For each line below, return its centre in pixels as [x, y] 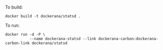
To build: [14, 7]
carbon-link [17, 43]
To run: [12, 25]
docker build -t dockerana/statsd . [43, 16]
